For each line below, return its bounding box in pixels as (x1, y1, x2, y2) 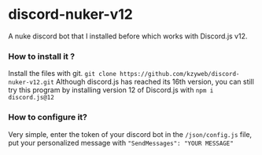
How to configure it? (8, 112, 88, 123)
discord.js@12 (8, 94, 55, 102)
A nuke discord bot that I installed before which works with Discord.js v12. (8, 31, 248, 41)
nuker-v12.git (8, 78, 55, 87)
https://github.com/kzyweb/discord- (119, 70, 240, 78)
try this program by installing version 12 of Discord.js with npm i (8, 85, 214, 95)
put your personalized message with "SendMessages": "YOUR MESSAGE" (8, 138, 234, 147)
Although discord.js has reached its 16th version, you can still (56, 77, 254, 87)
